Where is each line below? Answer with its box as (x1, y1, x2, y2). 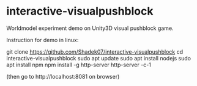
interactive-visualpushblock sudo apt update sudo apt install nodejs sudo (6, 54, 191, 62)
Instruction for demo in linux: (6, 36, 79, 43)
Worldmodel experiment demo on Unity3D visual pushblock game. (6, 24, 174, 32)
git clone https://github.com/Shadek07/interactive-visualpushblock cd (6, 48, 184, 56)
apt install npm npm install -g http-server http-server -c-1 (6, 61, 152, 68)
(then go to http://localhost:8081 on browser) (6, 73, 120, 80)
